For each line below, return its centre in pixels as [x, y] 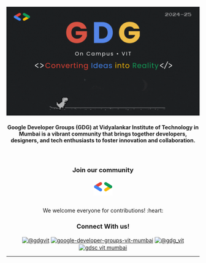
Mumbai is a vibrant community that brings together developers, [103, 134]
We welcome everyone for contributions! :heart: [103, 210]
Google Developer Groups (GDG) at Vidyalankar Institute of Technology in [103, 128]
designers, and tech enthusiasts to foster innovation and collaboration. [103, 140]
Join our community [103, 170]
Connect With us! [103, 226]
